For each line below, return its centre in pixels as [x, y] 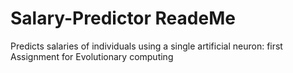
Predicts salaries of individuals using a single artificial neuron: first [146, 46]
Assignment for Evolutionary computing [92, 56]
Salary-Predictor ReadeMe [123, 18]
